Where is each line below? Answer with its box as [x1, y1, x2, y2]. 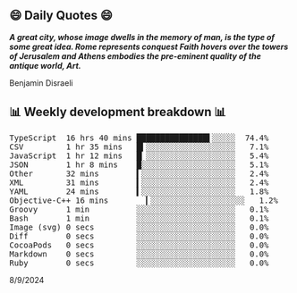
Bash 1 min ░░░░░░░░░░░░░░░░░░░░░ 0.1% [9, 213, 269, 223]
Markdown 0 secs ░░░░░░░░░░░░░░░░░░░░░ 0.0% [9, 248, 269, 259]
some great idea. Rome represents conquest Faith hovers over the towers [9, 41, 289, 52]
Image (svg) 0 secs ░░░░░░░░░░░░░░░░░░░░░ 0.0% [9, 222, 269, 232]
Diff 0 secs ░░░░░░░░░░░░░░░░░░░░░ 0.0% [9, 230, 269, 241]
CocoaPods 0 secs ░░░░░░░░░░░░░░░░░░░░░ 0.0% [9, 239, 269, 250]
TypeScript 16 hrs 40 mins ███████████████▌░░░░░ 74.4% [9, 132, 269, 143]
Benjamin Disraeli [9, 77, 73, 88]
